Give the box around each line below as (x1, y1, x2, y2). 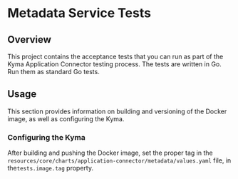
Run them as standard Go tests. (7, 68, 100, 76)
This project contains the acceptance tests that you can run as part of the (7, 52, 224, 61)
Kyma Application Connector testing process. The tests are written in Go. (7, 60, 222, 68)
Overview (7, 34, 52, 46)
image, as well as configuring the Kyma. (7, 114, 125, 123)
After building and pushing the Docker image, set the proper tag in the (7, 148, 213, 158)
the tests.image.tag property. (7, 164, 94, 173)
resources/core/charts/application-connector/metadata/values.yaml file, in (7, 156, 232, 165)
